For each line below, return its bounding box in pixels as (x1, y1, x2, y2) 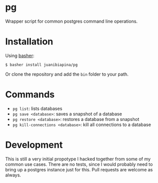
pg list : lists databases (12, 105, 63, 111)
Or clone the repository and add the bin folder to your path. (5, 71, 129, 77)
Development (5, 139, 63, 150)
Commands (5, 89, 55, 100)
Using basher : (5, 52, 34, 58)
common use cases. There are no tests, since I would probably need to (5, 161, 153, 167)
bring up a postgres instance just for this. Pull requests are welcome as (5, 166, 153, 172)
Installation (5, 36, 54, 47)
